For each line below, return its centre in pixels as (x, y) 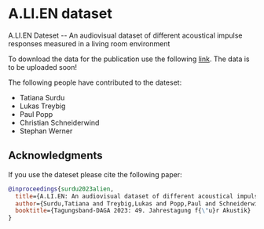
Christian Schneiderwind (59, 122)
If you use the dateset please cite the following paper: (95, 174)
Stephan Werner (46, 131)
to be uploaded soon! (42, 67)
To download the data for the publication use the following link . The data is (129, 59)
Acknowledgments (56, 156)
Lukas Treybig (42, 106)
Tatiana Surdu (42, 97)
